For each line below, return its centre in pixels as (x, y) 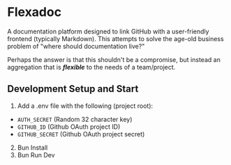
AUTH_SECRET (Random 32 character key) (75, 119)
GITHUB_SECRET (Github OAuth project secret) (81, 134)
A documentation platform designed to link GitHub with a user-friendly (108, 31)
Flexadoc (34, 12)
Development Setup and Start (73, 89)
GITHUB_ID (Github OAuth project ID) (69, 127)
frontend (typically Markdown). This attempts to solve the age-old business (116, 38)
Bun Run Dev (36, 155)
